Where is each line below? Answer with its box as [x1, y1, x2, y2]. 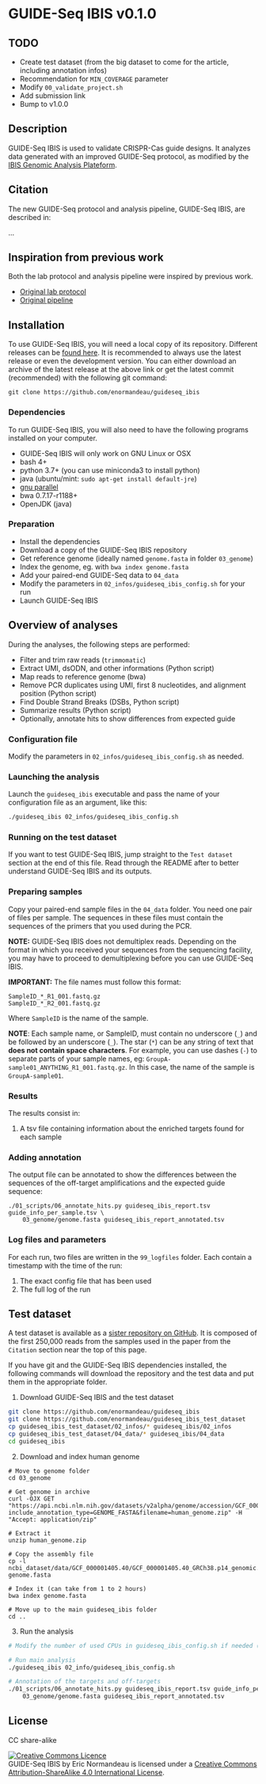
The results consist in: [8, 1109, 81, 1118]
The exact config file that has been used [19, 1276, 152, 1285]
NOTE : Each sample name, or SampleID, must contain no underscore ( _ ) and [8, 1029, 257, 1038]
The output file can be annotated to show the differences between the [8, 1170, 237, 1180]
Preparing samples [8, 886, 83, 897]
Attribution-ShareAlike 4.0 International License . [8, 1767, 165, 1777]
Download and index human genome [19, 1451, 140, 1461]
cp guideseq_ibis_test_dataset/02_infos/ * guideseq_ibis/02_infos [8, 1423, 232, 1431]
